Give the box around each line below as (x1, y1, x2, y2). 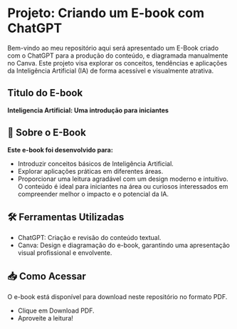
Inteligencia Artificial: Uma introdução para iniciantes (7, 105, 169, 115)
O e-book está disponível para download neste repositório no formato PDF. (7, 293, 228, 301)
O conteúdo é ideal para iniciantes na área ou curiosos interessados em (17, 182, 228, 190)
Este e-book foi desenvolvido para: (7, 145, 114, 154)
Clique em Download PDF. (17, 306, 95, 315)
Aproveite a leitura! (17, 314, 73, 323)
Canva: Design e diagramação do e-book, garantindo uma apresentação (17, 241, 230, 250)
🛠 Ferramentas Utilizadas (7, 211, 125, 223)
